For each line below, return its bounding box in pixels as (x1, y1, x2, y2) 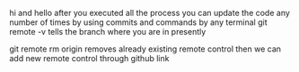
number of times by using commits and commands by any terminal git (9, 17, 268, 28)
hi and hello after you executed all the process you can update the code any (9, 8, 290, 18)
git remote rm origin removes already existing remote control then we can (9, 44, 281, 54)
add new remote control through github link (9, 53, 170, 63)
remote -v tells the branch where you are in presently (9, 27, 207, 36)
